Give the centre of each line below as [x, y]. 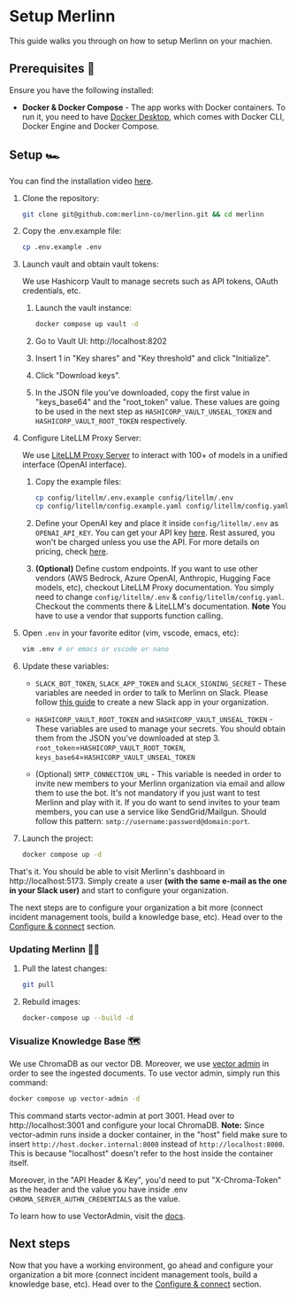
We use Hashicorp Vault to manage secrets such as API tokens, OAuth [150, 282]
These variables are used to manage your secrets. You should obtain [160, 728]
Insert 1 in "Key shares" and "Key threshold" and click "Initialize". [153, 358]
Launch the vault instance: [84, 308]
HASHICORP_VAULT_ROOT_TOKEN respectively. [111, 421]
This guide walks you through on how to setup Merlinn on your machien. [141, 41]
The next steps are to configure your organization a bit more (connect [136, 907]
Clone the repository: [61, 198]
